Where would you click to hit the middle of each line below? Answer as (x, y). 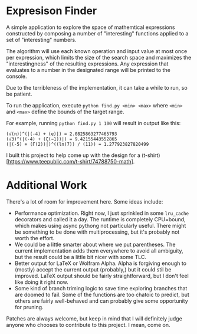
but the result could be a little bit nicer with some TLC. (80, 257)
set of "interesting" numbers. (41, 40)
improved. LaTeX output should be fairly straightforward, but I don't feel (101, 276)
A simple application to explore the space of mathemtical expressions (91, 27)
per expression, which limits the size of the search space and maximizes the (99, 57)
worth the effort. (35, 238)
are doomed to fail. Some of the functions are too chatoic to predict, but (102, 294)
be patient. (19, 94)
